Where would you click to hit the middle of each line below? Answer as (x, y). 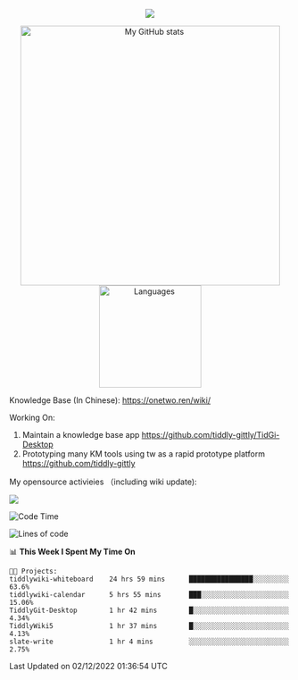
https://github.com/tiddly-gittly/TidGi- (211, 435)
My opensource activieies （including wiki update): (103, 482)
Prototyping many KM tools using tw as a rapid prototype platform (144, 454)
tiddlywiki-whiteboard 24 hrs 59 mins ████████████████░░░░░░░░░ (149, 579)
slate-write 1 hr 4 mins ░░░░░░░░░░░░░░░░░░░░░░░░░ (149, 642)
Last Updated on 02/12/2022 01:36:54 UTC (88, 666)
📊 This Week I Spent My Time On (72, 551)
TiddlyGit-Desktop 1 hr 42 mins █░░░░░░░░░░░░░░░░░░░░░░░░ (149, 610)
